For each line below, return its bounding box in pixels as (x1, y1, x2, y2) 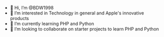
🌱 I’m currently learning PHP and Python (10, 20, 95, 26)
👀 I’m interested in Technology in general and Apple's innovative (10, 10, 144, 16)
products (10, 15, 29, 21)
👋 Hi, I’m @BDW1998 (10, 5, 54, 10)
